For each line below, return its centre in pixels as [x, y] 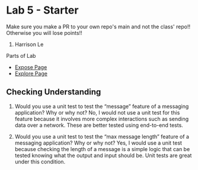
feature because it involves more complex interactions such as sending [102, 119]
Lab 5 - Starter [42, 10]
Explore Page [31, 73]
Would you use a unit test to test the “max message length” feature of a [102, 136]
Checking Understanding [54, 92]
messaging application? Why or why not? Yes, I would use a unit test [98, 143]
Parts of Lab [21, 55]
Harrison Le [29, 44]
